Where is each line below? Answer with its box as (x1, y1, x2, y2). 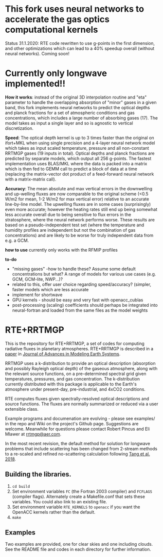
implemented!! (5, 78, 66, 89)
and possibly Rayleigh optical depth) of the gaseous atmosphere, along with (5, 365, 158, 371)
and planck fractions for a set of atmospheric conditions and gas (5, 110, 135, 116)
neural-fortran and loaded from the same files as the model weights (12, 307, 148, 313)
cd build (12, 484, 30, 489)
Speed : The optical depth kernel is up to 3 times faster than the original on (5, 135, 154, 140)
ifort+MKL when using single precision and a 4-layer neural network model (5, 140, 155, 146)
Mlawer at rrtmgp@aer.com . (5, 431, 62, 437)
